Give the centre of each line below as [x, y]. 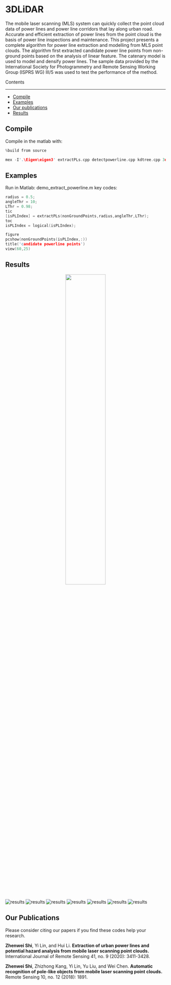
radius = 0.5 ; [20, 197]
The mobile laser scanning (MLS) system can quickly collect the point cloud [85, 23]
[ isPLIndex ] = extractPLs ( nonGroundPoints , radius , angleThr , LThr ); [77, 216]
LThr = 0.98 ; [19, 207]
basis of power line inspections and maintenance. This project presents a [82, 40]
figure [12, 235]
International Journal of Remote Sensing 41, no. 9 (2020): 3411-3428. [78, 956]
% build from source [26, 150]
